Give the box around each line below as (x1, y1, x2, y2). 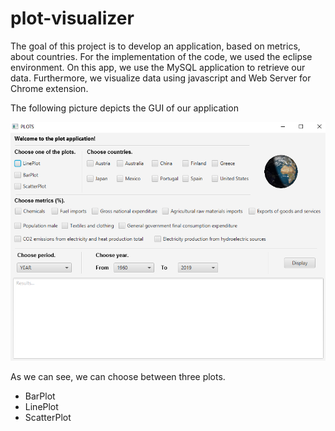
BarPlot (24, 390, 56, 402)
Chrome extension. (10, 82, 89, 94)
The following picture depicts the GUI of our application (10, 102, 239, 114)
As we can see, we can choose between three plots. (10, 371, 226, 383)
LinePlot (24, 401, 59, 413)
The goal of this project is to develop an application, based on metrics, (10, 40, 301, 52)
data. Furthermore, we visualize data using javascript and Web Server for (10, 72, 312, 84)
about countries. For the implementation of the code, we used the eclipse (10, 50, 313, 62)
